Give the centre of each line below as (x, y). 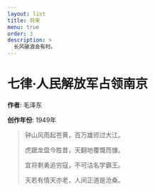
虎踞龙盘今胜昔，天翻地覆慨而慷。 (74, 150)
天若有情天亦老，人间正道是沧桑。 (74, 180)
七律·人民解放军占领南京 (78, 84)
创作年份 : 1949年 (32, 120)
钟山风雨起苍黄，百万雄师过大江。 (74, 134)
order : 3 (20, 34)
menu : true (23, 27)
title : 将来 (24, 21)
